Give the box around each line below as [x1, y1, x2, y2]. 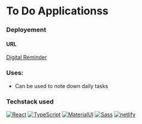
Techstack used [6, 97, 54, 105]
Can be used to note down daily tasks [14, 82, 108, 89]
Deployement [6, 26, 47, 34]
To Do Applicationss [6, 4, 109, 18]
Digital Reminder [6, 54, 47, 61]
